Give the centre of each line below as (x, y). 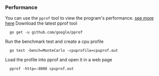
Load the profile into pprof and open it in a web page (59, 60)
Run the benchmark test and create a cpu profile (54, 41)
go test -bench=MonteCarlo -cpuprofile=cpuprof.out (64, 51)
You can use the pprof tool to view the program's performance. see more (79, 18)
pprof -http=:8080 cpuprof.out (42, 69)
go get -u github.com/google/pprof (46, 33)
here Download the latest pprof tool (41, 23)
